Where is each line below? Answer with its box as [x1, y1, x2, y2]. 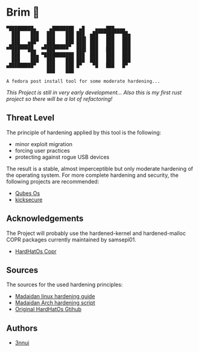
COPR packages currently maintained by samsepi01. [6, 235, 137, 243]
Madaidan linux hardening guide [14, 293, 95, 300]
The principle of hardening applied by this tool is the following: [6, 129, 162, 136]
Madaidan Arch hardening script [14, 299, 95, 307]
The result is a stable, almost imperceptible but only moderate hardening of [6, 165, 194, 172]
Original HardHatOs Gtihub [14, 306, 82, 313]
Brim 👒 [6, 5, 40, 19]
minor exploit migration [14, 140, 73, 147]
